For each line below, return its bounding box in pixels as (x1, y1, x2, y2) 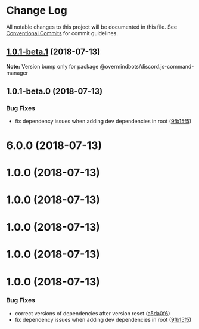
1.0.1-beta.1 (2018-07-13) (6, 47, 101, 57)
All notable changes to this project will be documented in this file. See (6, 23, 178, 30)
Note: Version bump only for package (6, 63, 99, 70)
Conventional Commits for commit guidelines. (6, 29, 118, 36)
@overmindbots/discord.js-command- (99, 63, 194, 70)
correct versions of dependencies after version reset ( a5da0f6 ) (14, 309, 170, 316)
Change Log (6, 4, 67, 17)
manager (6, 69, 29, 76)
